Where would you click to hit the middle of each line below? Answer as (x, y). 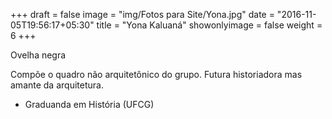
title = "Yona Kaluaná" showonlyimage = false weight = (209, 25)
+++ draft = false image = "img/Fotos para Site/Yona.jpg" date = (142, 14)
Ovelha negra (38, 55)
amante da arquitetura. (57, 85)
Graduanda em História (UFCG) (89, 104)
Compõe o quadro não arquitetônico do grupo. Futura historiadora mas (156, 74)
